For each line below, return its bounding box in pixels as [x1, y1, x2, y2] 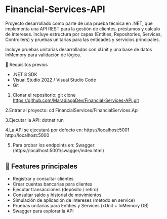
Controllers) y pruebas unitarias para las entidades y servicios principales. [5, 36, 160, 43]
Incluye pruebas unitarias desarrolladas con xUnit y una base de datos [5, 46, 152, 52]
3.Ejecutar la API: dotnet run [5, 117, 64, 123]
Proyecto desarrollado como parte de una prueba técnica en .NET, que [5, 20, 153, 26]
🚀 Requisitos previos [5, 61, 48, 67]
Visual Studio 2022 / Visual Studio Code [12, 77, 96, 83]
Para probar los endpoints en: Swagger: [12, 142, 96, 148]
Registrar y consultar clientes [12, 175, 74, 181]
